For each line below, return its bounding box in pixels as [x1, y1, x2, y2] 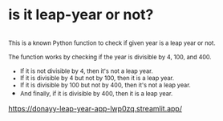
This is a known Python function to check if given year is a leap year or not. [8, 38, 216, 47]
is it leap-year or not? [8, 6, 154, 24]
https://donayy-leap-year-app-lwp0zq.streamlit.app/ [8, 103, 183, 113]
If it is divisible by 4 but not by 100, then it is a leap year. [19, 74, 175, 82]
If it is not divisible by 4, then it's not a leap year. [19, 67, 154, 75]
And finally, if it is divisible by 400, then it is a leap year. [19, 90, 173, 98]
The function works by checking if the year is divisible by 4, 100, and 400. [8, 53, 212, 61]
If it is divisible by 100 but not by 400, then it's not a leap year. [19, 81, 191, 89]
